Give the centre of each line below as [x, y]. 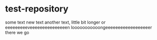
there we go [17, 32]
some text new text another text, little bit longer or [56, 22]
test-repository [37, 9]
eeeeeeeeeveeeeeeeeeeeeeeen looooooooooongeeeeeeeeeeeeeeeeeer [79, 27]
